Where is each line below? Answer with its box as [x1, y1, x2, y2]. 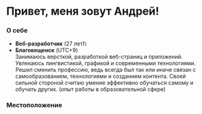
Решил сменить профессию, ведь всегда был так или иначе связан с [15, 66, 197, 74]
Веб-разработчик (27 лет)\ [15, 40, 87, 47]
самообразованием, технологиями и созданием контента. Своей [15, 72, 186, 80]
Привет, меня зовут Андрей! [6, 4, 160, 18]
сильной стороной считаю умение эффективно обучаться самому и [15, 79, 194, 86]
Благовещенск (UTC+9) [15, 47, 78, 54]
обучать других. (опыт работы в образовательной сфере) [15, 86, 166, 93]
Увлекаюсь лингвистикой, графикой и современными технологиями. [15, 59, 197, 67]
